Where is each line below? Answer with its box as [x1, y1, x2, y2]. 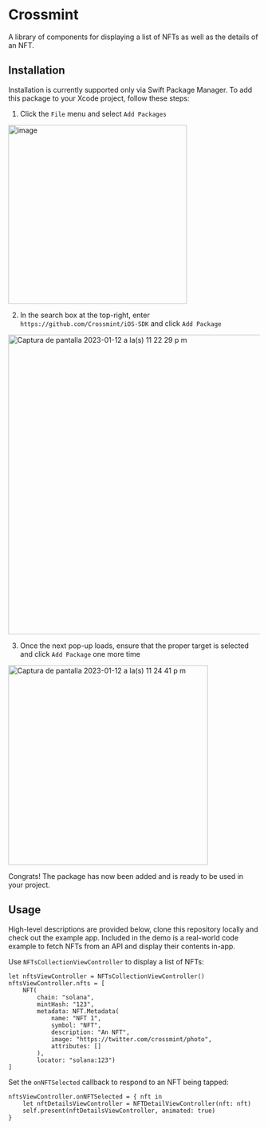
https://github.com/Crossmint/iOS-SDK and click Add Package [19, 318, 222, 328]
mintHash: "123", [37, 1000, 94, 1008]
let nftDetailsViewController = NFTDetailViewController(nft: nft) [22, 1099, 251, 1107]
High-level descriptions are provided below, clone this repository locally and [8, 924, 258, 934]
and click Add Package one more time [19, 649, 141, 658]
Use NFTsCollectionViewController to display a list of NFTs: [8, 956, 205, 966]
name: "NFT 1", [50, 1014, 102, 1022]
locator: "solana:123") [37, 1056, 116, 1064]
